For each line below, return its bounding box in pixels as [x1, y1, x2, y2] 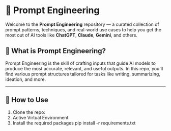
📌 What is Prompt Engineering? [5, 47, 106, 55]
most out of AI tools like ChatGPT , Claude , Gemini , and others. [5, 32, 137, 38]
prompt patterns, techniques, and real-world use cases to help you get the [5, 26, 162, 32]
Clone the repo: [12, 109, 46, 115]
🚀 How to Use [5, 96, 48, 104]
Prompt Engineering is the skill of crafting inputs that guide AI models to [5, 60, 156, 66]
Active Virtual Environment [12, 114, 69, 120]
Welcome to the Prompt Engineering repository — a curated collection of [5, 21, 159, 27]
